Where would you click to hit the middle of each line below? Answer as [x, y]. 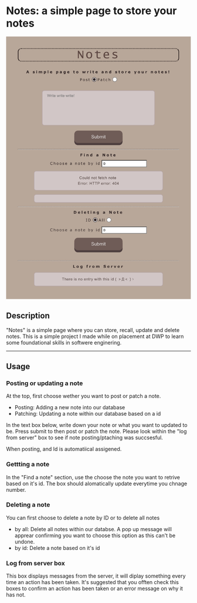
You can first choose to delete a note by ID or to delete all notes [83, 518]
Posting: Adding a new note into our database [70, 407]
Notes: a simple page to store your [91, 11]
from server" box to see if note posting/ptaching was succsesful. [84, 438]
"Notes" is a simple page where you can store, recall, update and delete [93, 330]
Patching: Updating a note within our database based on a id [88, 414]
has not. [16, 595]
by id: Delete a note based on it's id [57, 548]
